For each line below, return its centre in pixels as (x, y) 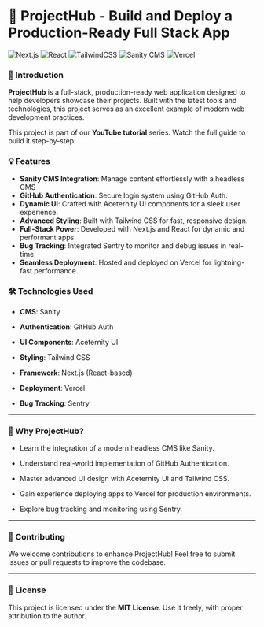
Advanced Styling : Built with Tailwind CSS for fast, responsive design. (134, 221)
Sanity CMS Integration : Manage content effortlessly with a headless (132, 178)
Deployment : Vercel (52, 388)
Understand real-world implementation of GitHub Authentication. (124, 463)
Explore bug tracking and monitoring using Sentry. (101, 509)
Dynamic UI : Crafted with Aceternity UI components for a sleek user (130, 203)
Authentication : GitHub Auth (66, 327)
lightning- (229, 262)
